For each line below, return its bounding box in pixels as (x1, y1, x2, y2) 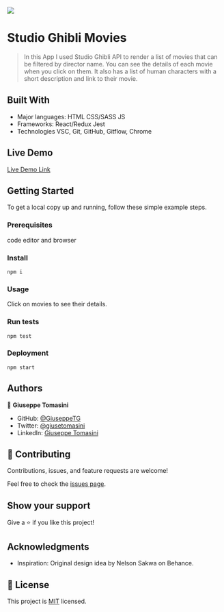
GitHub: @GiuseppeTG (16, 414, 81, 422)
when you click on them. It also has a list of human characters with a (23, 67, 217, 75)
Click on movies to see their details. (7, 300, 107, 308)
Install (7, 253, 29, 262)
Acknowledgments (7, 541, 90, 552)
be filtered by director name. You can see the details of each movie (23, 60, 213, 68)
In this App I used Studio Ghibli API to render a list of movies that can (23, 52, 218, 61)
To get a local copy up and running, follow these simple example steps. (7, 203, 207, 212)
